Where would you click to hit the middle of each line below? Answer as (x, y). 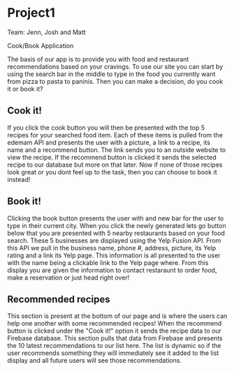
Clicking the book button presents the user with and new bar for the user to (116, 218)
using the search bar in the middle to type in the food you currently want (111, 74)
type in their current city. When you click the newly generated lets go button (117, 225)
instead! (19, 179)
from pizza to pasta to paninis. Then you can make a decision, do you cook (115, 81)
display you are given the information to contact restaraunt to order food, (112, 270)
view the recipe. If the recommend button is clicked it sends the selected (112, 157)
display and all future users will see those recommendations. (94, 361)
